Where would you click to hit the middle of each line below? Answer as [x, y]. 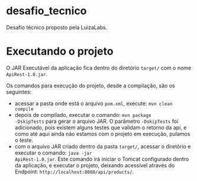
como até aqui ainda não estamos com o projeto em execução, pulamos [102, 134]
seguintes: [19, 92]
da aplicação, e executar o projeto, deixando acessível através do [95, 165]
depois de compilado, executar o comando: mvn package [83, 115]
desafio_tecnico [46, 11]
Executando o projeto [60, 51]
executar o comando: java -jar [53, 153]
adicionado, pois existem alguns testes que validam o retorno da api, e [101, 127]
